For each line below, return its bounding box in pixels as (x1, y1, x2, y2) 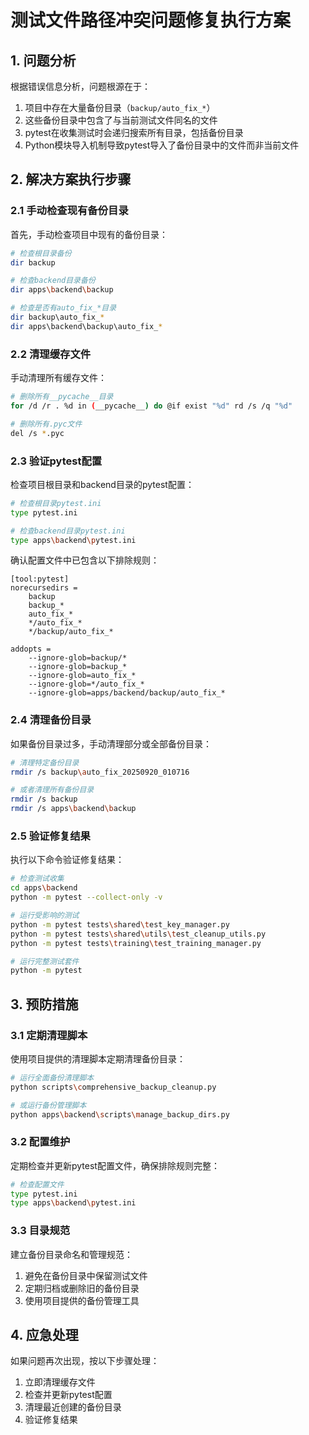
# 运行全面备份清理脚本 (10, 1072, 95, 1083)
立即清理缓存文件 (24, 1376, 96, 1388)
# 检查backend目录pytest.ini (10, 526, 126, 536)
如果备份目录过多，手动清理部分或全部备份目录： (10, 737, 212, 750)
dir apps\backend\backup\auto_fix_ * (10, 321, 163, 331)
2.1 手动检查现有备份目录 (10, 204, 129, 218)
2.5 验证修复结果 (10, 829, 91, 843)
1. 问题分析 (10, 52, 77, 69)
